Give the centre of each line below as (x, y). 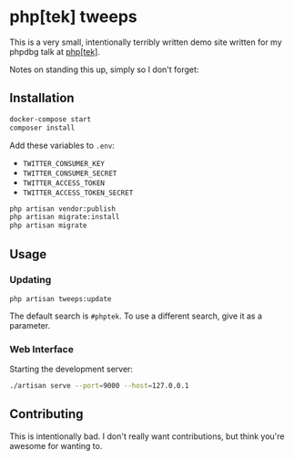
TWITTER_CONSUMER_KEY (63, 163)
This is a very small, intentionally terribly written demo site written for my (146, 42)
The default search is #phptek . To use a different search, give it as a (136, 316)
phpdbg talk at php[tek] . (55, 51)
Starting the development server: (71, 369)
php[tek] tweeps (74, 17)
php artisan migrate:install (65, 217)
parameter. (30, 325)
